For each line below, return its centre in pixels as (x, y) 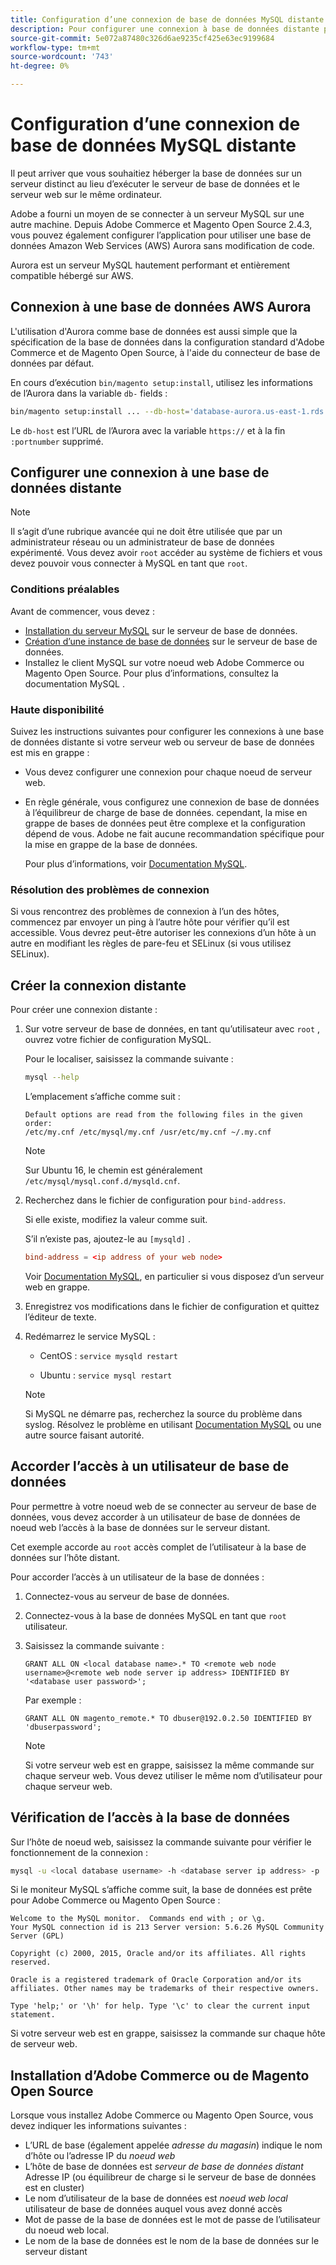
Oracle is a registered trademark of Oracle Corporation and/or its (156, 1980)
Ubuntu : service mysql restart (106, 1375)
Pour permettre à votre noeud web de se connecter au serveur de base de (163, 1506)
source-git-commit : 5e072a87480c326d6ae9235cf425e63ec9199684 (142, 38)
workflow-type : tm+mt (55, 47)
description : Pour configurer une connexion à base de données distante (165, 29)
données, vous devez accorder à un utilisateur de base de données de (155, 1517)
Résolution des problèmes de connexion (110, 889)
